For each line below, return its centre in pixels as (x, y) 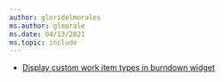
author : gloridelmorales (55, 17)
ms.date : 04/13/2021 (48, 34)
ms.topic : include (43, 42)
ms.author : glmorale (48, 26)
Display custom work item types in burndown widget (118, 68)
